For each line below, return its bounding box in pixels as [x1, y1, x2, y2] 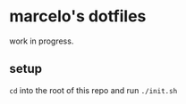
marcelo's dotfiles [9, 6, 147, 27]
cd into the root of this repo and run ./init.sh [9, 84, 178, 95]
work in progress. [9, 36, 74, 46]
